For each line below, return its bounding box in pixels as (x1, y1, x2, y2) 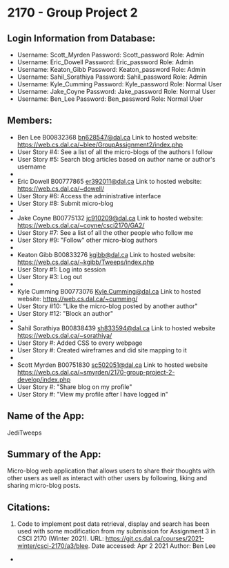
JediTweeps (7, 428, 42, 437)
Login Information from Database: (7, 32, 156, 44)
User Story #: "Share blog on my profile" (17, 382, 132, 391)
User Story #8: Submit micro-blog (17, 199, 114, 207)
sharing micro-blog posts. (7, 482, 81, 490)
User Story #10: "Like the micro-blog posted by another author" (17, 302, 198, 310)
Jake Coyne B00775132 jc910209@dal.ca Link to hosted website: (17, 214, 203, 222)
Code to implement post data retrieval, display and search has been (17, 520, 210, 528)
